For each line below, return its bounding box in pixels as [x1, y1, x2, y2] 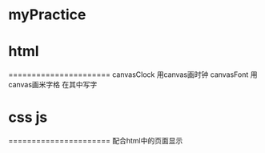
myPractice [8, 6, 86, 24]
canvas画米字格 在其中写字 [8, 80, 98, 90]
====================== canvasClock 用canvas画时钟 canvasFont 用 [8, 70, 258, 79]
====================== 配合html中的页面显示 [8, 136, 183, 146]
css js [8, 108, 48, 127]
